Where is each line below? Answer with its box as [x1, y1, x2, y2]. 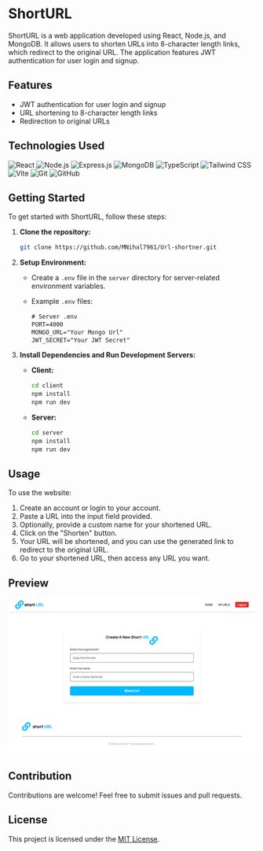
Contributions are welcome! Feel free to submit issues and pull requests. [8, 790, 243, 800]
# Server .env [31, 313, 78, 321]
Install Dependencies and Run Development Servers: [19, 350, 196, 360]
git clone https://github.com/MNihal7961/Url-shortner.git [19, 243, 217, 252]
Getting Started [8, 191, 86, 205]
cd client [31, 382, 64, 390]
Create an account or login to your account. [19, 503, 161, 512]
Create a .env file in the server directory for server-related [31, 273, 220, 283]
